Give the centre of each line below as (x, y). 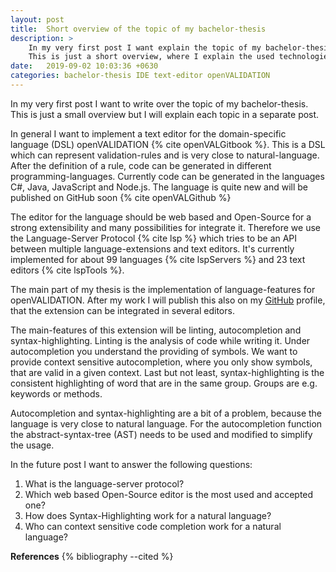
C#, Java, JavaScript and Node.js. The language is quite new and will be (159, 187)
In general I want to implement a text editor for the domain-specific (148, 133)
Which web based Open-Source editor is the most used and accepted (169, 494)
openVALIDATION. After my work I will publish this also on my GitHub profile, (168, 300)
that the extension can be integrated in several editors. (122, 310)
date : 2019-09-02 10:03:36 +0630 (84, 66)
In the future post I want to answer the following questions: (131, 464)
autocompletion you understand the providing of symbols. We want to (154, 351)
